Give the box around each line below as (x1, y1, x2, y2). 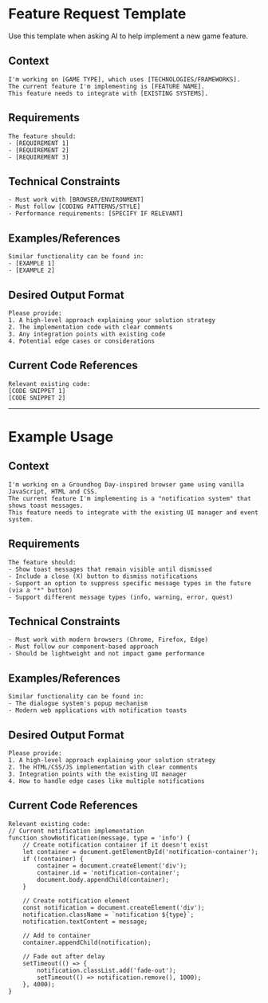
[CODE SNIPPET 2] (8, 394, 66, 402)
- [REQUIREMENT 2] (8, 146, 69, 154)
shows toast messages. (8, 501, 84, 509)
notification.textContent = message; (22, 918, 148, 926)
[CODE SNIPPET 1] (8, 387, 66, 395)
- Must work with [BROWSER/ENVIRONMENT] (8, 196, 145, 204)
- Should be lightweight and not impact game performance (8, 650, 205, 658)
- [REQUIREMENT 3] (8, 153, 69, 161)
